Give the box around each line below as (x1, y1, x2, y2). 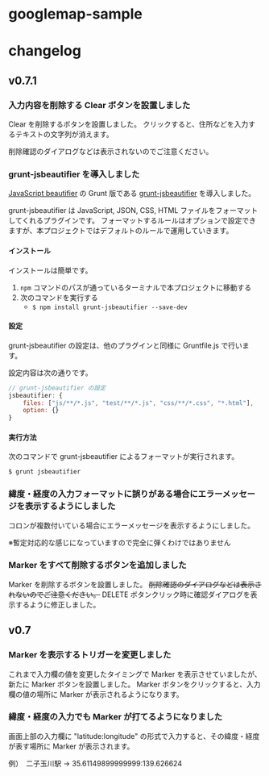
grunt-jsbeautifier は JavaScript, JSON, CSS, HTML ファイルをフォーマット (8, 206, 259, 215)
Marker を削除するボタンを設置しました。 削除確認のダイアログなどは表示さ (8, 579, 262, 589)
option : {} (23, 407, 60, 415)
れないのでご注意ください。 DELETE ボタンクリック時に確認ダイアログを (8, 590, 251, 599)
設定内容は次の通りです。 (8, 368, 93, 378)
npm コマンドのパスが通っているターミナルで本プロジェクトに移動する (19, 282, 252, 292)
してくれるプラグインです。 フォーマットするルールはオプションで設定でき (8, 215, 256, 226)
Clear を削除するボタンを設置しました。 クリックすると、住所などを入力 (8, 119, 249, 129)
